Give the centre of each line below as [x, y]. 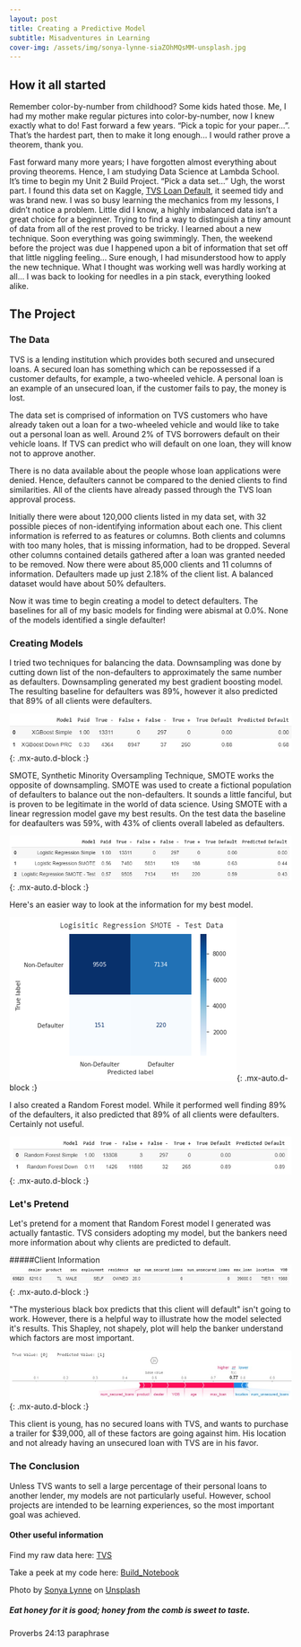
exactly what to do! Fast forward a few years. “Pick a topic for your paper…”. [150, 126]
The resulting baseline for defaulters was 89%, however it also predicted [143, 691]
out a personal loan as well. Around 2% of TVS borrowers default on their [145, 434]
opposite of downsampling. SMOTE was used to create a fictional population [150, 785]
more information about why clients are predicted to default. [120, 1242]
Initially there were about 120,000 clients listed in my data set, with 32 [138, 516]
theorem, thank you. [46, 145]
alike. [19, 286]
